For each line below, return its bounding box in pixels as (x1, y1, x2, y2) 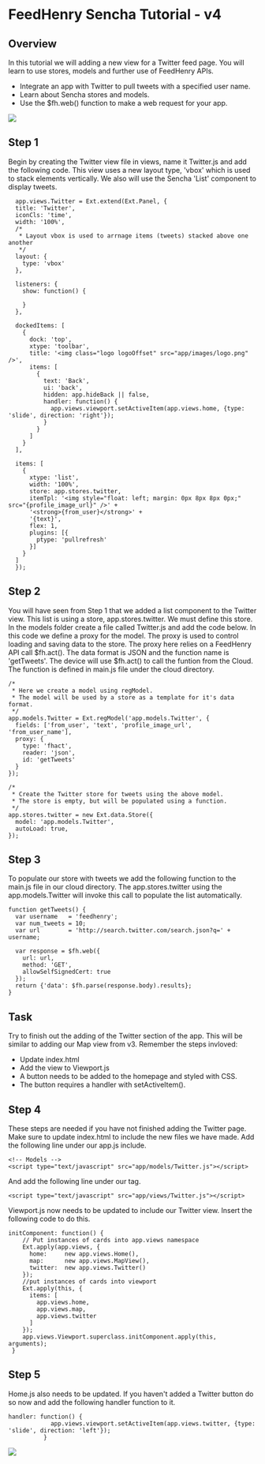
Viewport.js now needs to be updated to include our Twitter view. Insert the (8, 1206, 252, 1215)
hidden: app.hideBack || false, (43, 391, 150, 399)
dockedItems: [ (15, 321, 65, 329)
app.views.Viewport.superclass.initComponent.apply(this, (22, 1333, 217, 1341)
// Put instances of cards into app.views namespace (22, 1237, 200, 1245)
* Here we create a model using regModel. (11, 687, 154, 695)
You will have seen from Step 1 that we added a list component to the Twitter (8, 605, 257, 615)
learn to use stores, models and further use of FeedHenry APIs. (8, 66, 215, 76)
